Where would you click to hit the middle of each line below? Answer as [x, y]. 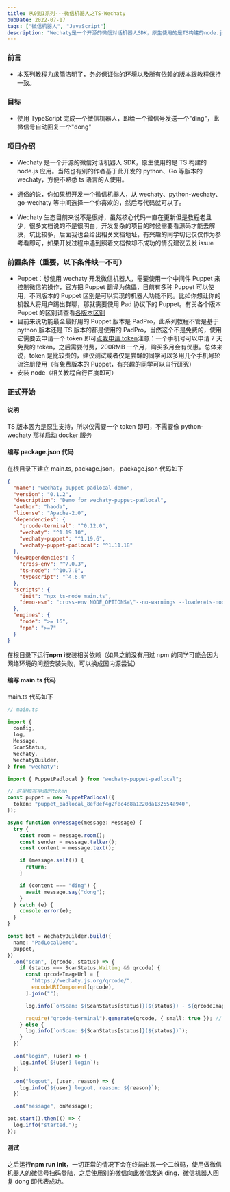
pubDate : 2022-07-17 [37, 20]
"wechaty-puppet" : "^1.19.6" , [63, 538]
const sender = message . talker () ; [68, 842]
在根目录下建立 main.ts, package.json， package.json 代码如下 [95, 468]
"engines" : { [32, 615]
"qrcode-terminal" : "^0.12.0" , [64, 526]
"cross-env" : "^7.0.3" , [53, 564]
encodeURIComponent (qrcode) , [73, 987]
